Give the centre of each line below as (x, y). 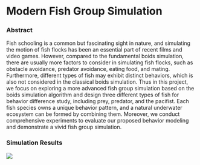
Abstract (20, 30)
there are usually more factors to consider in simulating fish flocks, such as (100, 62)
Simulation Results (34, 143)
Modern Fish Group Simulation (84, 11)
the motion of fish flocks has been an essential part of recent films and (94, 50)
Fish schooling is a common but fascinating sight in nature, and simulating (98, 43)
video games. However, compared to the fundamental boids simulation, (95, 56)
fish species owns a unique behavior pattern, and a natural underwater (94, 108)
